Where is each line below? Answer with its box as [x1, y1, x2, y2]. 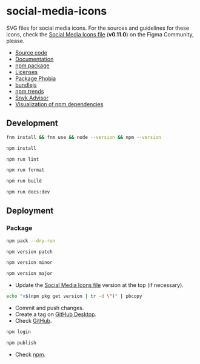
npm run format [6, 167, 45, 174]
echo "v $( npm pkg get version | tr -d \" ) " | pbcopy [6, 293, 142, 300]
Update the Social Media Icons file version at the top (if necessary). [15, 281, 184, 289]
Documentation [15, 55, 54, 62]
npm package [15, 62, 50, 69]
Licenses [15, 68, 38, 75]
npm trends [15, 87, 44, 95]
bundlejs [15, 81, 37, 89]
